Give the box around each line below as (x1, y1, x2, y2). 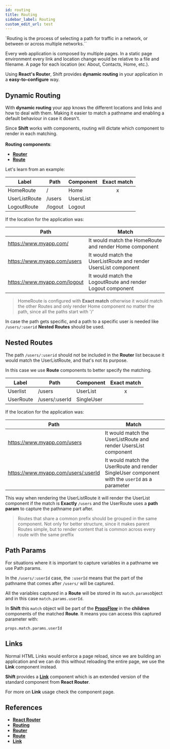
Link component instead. (5, 663, 57, 670)
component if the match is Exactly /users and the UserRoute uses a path (5, 500, 158, 506)
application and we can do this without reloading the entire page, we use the (5, 658, 165, 664)
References (5, 703, 42, 712)
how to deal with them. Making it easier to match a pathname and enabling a (5, 110, 164, 116)
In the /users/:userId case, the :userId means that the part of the (5, 575, 143, 581)
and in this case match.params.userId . (5, 595, 84, 601)
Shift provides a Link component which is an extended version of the (5, 674, 149, 680)
